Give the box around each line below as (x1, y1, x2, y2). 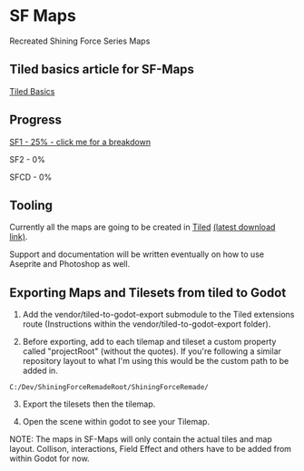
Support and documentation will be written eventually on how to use (9, 249, 265, 260)
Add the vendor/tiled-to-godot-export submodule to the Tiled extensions (22, 309, 295, 320)
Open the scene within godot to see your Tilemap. (22, 417, 211, 427)
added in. (22, 365, 59, 377)
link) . (9, 231, 28, 242)
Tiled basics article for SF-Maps (9, 62, 195, 77)
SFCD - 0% (9, 172, 53, 182)
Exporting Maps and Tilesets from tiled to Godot (9, 285, 287, 300)
